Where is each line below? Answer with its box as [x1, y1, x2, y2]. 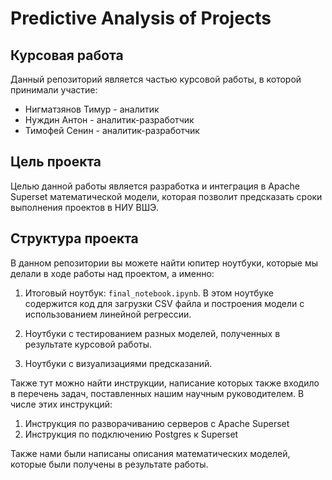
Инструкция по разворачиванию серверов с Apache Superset [24, 417, 290, 429]
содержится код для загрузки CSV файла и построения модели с [24, 297, 305, 309]
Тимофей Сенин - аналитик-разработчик [24, 125, 200, 136]
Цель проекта [10, 153, 102, 171]
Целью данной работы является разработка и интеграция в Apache [10, 180, 301, 192]
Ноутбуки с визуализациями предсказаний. [24, 357, 213, 369]
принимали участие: [10, 84, 98, 96]
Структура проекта [10, 230, 139, 247]
